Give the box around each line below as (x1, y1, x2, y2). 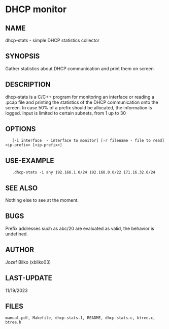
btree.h (5, 320, 22, 325)
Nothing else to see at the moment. (5, 197, 79, 203)
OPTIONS (5, 125, 36, 133)
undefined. (5, 230, 28, 237)
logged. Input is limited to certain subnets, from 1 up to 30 (5, 110, 126, 116)
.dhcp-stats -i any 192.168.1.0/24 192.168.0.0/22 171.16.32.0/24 (12, 170, 156, 175)
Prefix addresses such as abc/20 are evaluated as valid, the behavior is (5, 225, 155, 231)
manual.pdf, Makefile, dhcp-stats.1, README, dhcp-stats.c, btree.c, (5, 315, 156, 321)
